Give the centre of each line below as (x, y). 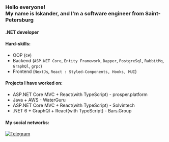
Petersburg (20, 20)
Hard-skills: (18, 44)
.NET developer (22, 32)
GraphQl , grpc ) (27, 66)
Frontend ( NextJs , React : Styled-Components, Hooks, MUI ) (75, 71)
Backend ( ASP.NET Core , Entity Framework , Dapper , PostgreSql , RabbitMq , (88, 60)
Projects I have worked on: (34, 83)
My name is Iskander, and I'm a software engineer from (75, 13)
